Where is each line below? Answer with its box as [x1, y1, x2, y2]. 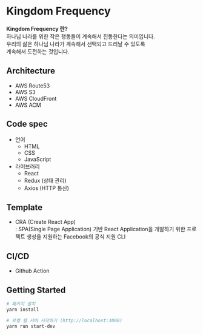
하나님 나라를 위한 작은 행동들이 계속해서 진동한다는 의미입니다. [6, 32, 156, 40]
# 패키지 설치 [6, 301, 36, 307]
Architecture [6, 66, 56, 76]
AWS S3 [15, 88, 36, 95]
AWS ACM [15, 101, 41, 109]
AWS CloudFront [15, 95, 57, 102]
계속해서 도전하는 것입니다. [6, 47, 70, 55]
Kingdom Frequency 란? [6, 25, 68, 32]
